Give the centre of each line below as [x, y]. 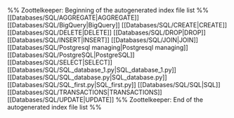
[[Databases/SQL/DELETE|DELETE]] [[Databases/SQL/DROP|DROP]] [106, 32]
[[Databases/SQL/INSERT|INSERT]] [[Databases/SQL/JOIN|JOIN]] [103, 40]
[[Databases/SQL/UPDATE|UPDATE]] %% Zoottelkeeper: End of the [105, 100]
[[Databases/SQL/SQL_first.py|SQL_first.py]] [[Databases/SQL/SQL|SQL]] [114, 85]
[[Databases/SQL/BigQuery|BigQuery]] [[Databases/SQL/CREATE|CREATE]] [117, 25]
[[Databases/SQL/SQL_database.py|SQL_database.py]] [87, 77]
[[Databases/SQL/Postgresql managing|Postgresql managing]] [98, 47]
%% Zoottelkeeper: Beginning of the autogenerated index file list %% [108, 10]
